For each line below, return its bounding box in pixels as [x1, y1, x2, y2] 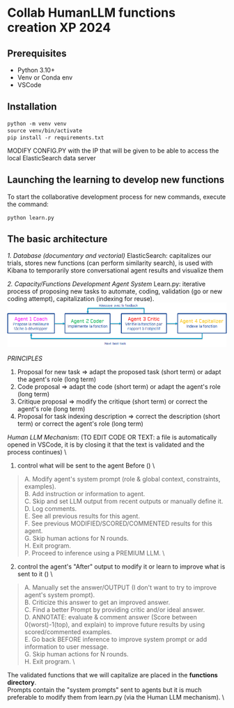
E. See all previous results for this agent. [24, 512, 141, 521]
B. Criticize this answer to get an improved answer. [24, 598, 171, 607]
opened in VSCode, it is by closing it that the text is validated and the [7, 440, 205, 449]
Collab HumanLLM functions [7, 5, 176, 21]
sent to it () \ [17, 570, 54, 578]
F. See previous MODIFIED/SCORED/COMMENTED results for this [24, 519, 212, 528]
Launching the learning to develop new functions [7, 174, 225, 186]
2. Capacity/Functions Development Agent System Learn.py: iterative [7, 280, 206, 288]
